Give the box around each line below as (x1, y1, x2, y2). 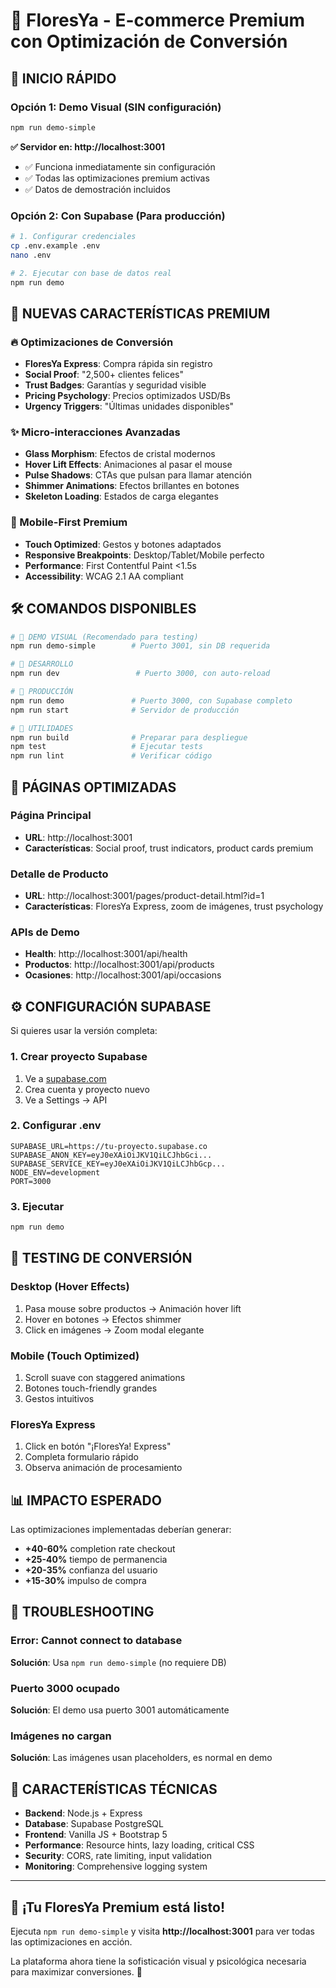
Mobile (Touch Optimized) (10, 1349, 140, 1363)
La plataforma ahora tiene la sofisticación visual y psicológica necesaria (10, 1955, 307, 1967)
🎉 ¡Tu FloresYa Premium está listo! (10, 1899, 226, 1916)
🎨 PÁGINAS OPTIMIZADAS (10, 779, 177, 796)
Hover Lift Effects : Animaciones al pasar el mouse (24, 459, 233, 471)
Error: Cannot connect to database (10, 1634, 183, 1648)
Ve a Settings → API (24, 1094, 108, 1106)
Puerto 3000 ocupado (10, 1681, 120, 1695)
